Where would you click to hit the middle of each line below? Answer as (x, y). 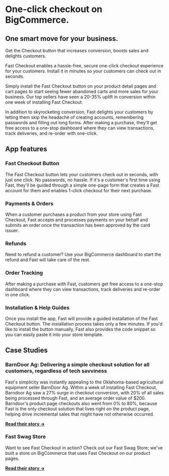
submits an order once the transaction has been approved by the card (78, 225)
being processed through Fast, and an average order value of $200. (75, 398)
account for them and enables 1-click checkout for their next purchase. (79, 190)
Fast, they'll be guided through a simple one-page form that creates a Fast (82, 185)
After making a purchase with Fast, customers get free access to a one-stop (84, 284)
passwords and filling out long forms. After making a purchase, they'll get (81, 123)
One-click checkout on (54, 9)
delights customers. (26, 56)
